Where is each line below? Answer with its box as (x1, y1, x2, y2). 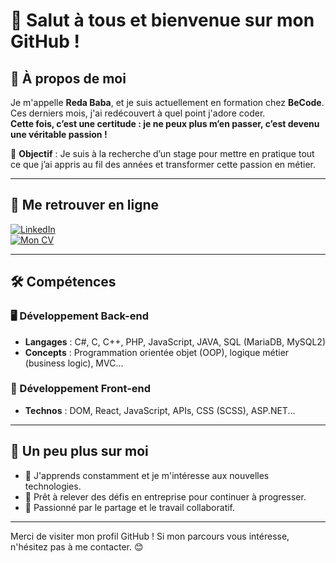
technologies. (24, 480, 82, 492)
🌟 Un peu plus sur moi (10, 443, 149, 460)
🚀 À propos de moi (10, 70, 127, 87)
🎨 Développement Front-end (10, 382, 152, 396)
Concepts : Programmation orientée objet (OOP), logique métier (24, 346, 290, 358)
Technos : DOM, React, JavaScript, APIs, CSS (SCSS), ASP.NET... (24, 404, 296, 416)
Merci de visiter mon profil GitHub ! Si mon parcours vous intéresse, (10, 530, 290, 542)
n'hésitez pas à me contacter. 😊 (10, 540, 144, 553)
